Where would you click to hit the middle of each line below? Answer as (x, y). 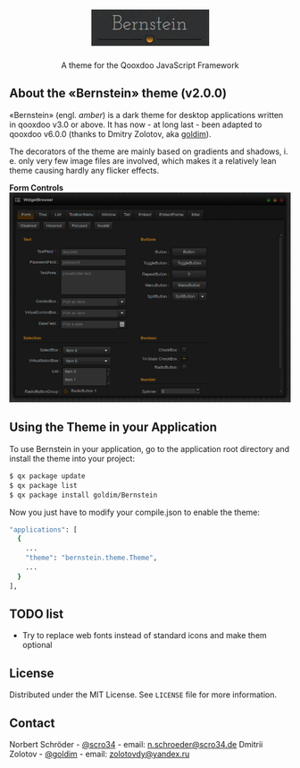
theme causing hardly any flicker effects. (84, 170)
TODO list (37, 614)
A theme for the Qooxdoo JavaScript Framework (150, 65)
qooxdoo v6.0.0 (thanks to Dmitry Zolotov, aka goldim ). (110, 133)
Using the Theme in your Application (113, 427)
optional (37, 645)
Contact (32, 723)
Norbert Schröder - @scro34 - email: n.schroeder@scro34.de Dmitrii (136, 745)
